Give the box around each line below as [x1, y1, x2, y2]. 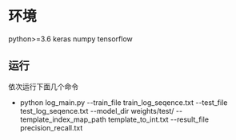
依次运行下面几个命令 [8, 81, 78, 91]
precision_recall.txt [19, 122, 83, 132]
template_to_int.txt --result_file [107, 115, 210, 124]
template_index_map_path [19, 115, 106, 124]
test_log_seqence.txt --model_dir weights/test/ [19, 106, 174, 115]
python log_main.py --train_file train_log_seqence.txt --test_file [19, 97, 228, 107]
